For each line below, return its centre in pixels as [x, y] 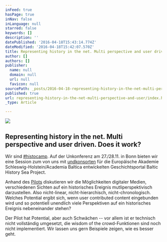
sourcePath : [17, 89]
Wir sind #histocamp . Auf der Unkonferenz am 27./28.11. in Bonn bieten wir [82, 156]
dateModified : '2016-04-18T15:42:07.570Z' [50, 47]
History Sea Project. [26, 172]
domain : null [23, 75]
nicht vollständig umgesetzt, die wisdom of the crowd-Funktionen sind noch [83, 223]
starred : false [21, 28]
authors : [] [17, 61]
